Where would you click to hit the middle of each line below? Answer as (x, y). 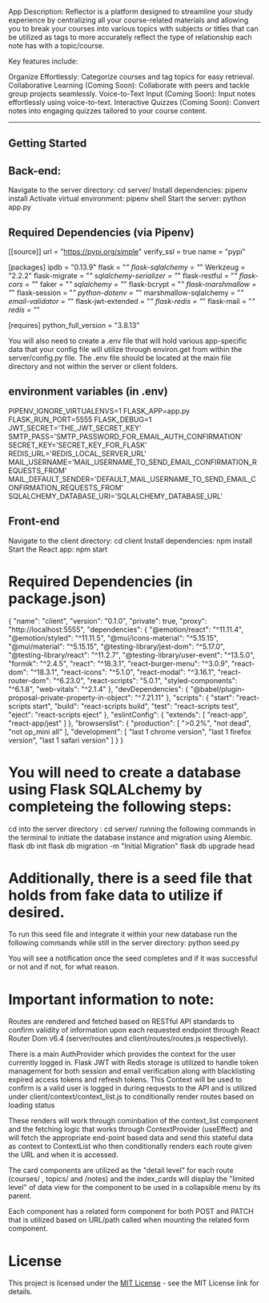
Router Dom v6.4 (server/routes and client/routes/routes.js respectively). (128, 1038)
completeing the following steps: (120, 806)
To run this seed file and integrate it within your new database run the (123, 934)
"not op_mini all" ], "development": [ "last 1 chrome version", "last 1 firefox (130, 731)
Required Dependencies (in (101, 581)
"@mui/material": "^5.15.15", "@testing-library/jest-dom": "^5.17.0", (117, 646)
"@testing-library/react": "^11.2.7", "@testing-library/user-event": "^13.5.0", (132, 655)
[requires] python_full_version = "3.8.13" (74, 326)
